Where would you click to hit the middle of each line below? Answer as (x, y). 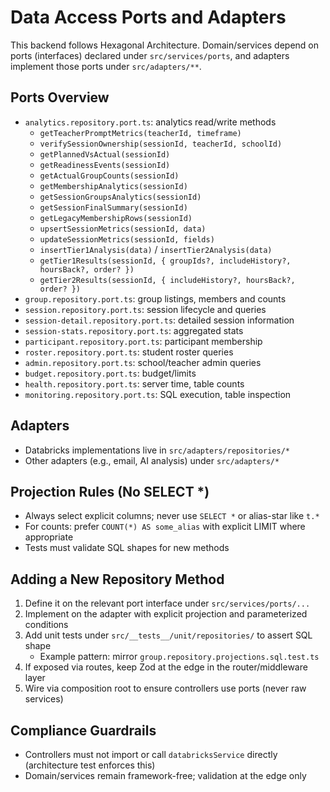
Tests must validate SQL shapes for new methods (127, 548)
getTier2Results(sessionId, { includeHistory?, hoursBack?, (167, 280)
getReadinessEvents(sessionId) (105, 165)
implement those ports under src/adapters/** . (106, 66)
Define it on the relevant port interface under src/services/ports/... (167, 603)
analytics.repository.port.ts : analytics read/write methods (150, 122)
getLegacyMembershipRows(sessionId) (116, 218)
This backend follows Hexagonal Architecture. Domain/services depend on (165, 45)
